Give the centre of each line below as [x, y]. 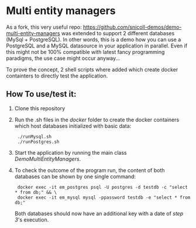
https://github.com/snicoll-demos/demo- [132, 27]
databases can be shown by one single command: [75, 176]
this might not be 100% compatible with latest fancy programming [85, 52]
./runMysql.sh [35, 137]
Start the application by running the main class [71, 152]
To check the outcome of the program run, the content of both [90, 170]
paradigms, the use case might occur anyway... [63, 58]
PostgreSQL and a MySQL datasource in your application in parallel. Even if [97, 46]
